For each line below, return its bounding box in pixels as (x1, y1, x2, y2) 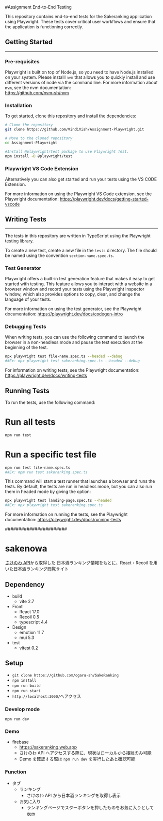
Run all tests (5, 417, 56, 428)
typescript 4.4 (19, 619, 48, 625)
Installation (5, 102, 33, 109)
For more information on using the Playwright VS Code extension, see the (5, 191, 152, 197)
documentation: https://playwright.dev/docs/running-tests (5, 517, 121, 523)
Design (12, 624, 27, 630)
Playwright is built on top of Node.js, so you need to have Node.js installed (5, 69, 154, 75)
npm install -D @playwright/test (5, 153, 73, 159)
